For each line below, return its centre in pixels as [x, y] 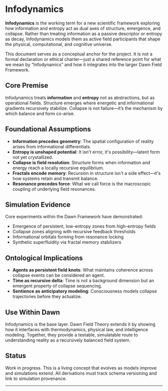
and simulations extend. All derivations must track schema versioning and [81, 373]
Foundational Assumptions [48, 129]
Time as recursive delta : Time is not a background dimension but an [83, 281]
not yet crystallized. [33, 157]
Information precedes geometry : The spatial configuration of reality [83, 141]
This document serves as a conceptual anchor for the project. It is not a [79, 54]
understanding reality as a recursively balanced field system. [68, 340]
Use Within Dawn [32, 312]
